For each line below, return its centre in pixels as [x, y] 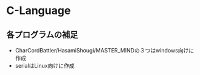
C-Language [39, 11]
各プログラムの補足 [42, 34]
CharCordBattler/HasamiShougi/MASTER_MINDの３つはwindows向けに [105, 50]
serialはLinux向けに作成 [45, 66]
